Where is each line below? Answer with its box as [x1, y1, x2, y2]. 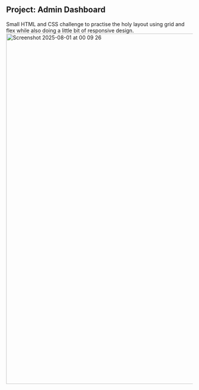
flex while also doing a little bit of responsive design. [6, 27, 134, 34]
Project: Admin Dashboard [6, 5, 106, 15]
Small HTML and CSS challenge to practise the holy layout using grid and [6, 20, 185, 27]
